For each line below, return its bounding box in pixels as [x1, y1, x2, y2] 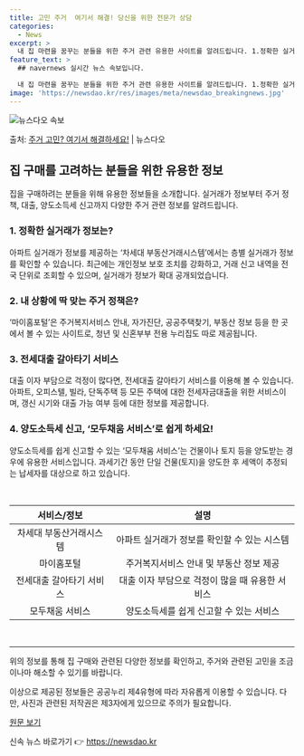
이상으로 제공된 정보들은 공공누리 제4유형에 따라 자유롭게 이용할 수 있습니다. [9, 685, 278, 697]
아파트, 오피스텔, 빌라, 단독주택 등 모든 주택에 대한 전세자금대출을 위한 [9, 387, 255, 397]
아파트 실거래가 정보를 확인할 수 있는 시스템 [116, 533, 290, 546]
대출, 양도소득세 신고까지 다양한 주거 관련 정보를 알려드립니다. [21, 200, 239, 211]
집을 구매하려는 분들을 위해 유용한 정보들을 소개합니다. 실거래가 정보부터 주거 [9, 188, 280, 199]
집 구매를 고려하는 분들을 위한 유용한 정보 [9, 163, 223, 178]
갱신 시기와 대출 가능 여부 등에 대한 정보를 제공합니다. [21, 397, 210, 408]
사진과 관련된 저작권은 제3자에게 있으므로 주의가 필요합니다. [21, 697, 233, 708]
